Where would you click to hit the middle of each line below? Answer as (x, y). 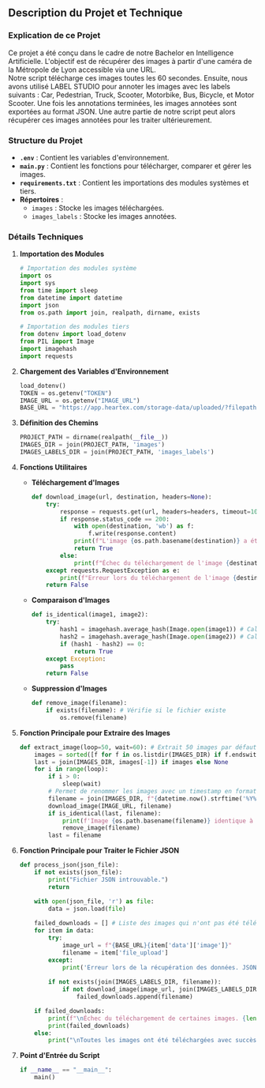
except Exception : (76, 659)
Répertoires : (41, 199)
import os (36, 276)
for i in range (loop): (71, 770)
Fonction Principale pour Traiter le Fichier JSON (99, 851)
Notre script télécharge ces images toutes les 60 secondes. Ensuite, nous (128, 77)
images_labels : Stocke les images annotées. (104, 216)
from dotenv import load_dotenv (73, 334)
